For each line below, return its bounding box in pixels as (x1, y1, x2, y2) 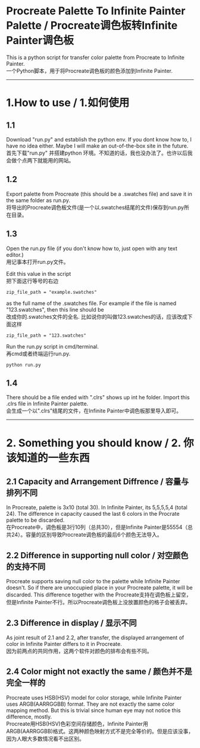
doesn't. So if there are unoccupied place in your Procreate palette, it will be (6, 584, 193, 592)
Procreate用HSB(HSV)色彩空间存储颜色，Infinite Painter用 (6, 720, 149, 727)
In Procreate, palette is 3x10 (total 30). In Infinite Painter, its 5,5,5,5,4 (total (6, 504, 187, 511)
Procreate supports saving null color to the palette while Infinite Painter (6, 578, 180, 585)
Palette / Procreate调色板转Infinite (6, 19, 178, 32)
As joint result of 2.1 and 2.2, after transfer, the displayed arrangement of (6, 634, 185, 641)
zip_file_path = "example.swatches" (6, 289, 97, 295)
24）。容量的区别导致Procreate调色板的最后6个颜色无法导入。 (11, 531, 162, 538)
